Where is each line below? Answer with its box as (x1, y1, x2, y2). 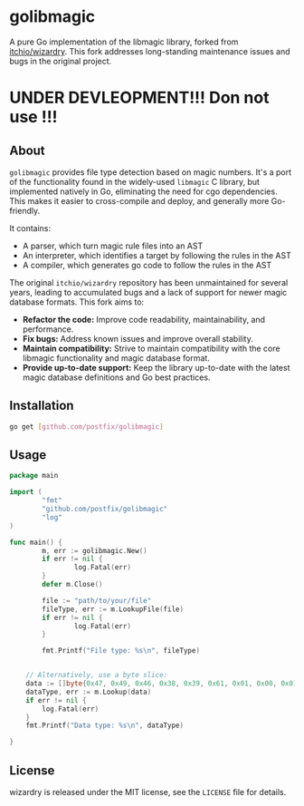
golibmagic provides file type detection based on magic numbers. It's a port (9, 166, 292, 178)
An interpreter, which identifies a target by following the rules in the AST (22, 249, 291, 260)
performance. (22, 324, 74, 335)
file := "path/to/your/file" (42, 596, 152, 605)
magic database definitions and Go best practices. (22, 372, 211, 383)
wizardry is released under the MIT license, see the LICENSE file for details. (9, 787, 287, 797)
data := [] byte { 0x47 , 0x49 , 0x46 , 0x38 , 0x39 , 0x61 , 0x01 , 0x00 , (25, 679, 278, 688)
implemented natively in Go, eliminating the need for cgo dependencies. (9, 186, 278, 197)
